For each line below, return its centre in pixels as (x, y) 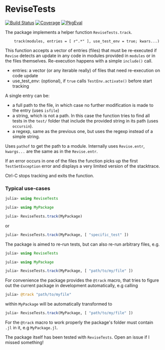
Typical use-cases (28, 188)
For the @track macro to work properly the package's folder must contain (79, 322)
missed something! (24, 343)
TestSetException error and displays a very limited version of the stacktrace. (82, 166)
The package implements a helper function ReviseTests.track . (69, 32)
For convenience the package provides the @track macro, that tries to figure (82, 280)
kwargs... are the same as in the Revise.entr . (51, 151)
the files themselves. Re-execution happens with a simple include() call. (79, 61)
